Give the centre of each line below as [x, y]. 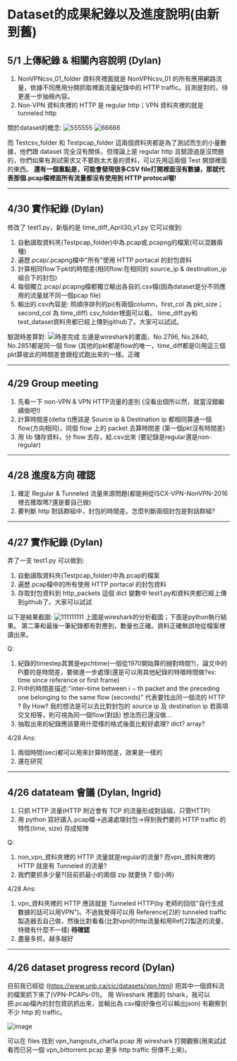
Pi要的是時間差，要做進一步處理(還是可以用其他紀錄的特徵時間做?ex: [117, 672]
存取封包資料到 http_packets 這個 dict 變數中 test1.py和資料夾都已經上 [119, 593]
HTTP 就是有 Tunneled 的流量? [62, 866]
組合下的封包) [37, 277]
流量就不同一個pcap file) [66, 295]
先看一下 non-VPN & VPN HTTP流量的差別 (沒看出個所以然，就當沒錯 [118, 401]
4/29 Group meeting [53, 384]
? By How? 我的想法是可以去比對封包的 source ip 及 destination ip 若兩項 [123, 706]
